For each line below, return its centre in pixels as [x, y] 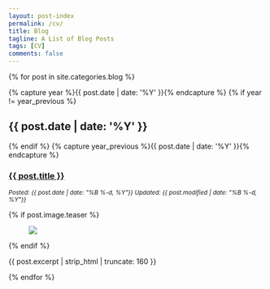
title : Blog [28, 31]
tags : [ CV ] [27, 46]
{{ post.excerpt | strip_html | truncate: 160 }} [83, 261]
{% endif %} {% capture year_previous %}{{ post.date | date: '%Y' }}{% [129, 146]
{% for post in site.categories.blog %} [72, 77]
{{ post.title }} [37, 175]
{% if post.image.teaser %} [54, 215]
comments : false [36, 54]
